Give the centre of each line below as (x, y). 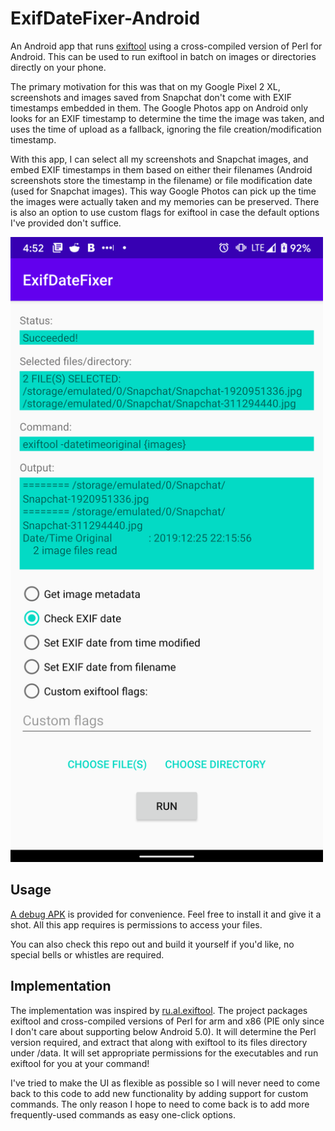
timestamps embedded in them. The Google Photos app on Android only (159, 108)
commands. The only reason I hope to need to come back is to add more (160, 1104)
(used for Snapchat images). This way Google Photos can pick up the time (163, 191)
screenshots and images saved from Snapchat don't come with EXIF (151, 97)
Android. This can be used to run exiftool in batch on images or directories (163, 56)
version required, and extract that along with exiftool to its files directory (159, 1042)
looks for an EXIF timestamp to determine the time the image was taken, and (167, 118)
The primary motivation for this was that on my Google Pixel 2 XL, (145, 86)
